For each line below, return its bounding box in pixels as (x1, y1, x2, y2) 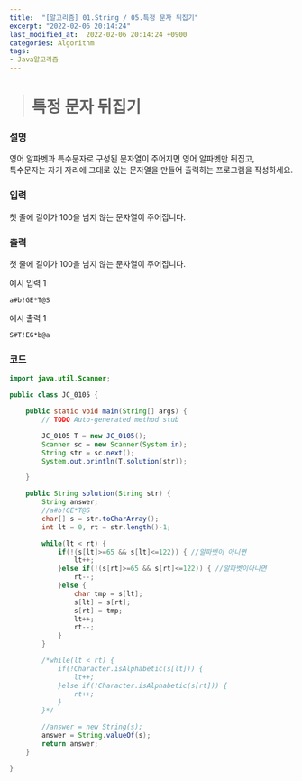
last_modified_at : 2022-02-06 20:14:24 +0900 (9, 30, 188, 39)
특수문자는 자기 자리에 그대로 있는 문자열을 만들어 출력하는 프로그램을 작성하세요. (9, 164, 294, 176)
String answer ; (41, 498, 99, 507)
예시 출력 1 (9, 313, 47, 324)
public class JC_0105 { (9, 390, 99, 400)
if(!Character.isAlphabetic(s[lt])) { (57, 664, 204, 673)
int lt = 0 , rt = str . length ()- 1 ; (41, 522, 171, 532)
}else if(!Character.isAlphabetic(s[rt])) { (57, 681, 228, 690)
